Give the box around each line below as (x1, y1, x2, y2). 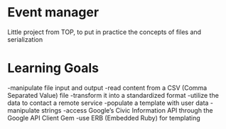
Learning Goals (7, 60, 99, 77)
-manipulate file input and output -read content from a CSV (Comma (7, 83, 208, 92)
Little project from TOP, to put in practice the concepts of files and (7, 28, 201, 36)
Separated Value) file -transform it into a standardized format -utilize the (7, 91, 219, 99)
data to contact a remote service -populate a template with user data (7, 99, 209, 107)
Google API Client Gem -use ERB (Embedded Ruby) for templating (7, 113, 200, 122)
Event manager (7, 4, 99, 21)
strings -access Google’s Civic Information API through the (41, 106, 213, 114)
